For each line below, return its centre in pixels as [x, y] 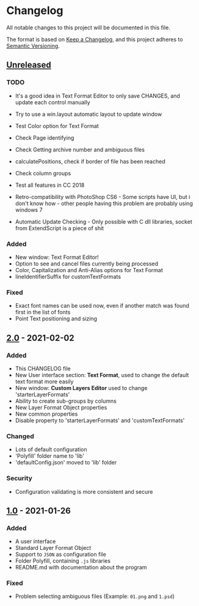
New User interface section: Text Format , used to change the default [102, 375]
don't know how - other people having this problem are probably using [104, 203]
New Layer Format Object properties [61, 407]
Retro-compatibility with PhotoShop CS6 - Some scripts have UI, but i [103, 197]
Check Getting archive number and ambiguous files [80, 150]
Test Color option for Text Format [57, 126]
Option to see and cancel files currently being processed [87, 264]
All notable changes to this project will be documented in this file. [89, 27]
